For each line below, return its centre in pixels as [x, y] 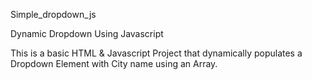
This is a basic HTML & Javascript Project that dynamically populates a [156, 53]
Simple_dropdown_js [53, 14]
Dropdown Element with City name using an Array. [114, 63]
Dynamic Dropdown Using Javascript [87, 33]
